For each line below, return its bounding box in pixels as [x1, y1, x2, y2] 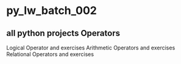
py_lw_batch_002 [6, 4, 98, 18]
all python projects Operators [6, 28, 121, 38]
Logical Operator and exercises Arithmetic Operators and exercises [6, 44, 176, 51]
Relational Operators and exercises [6, 51, 94, 58]
